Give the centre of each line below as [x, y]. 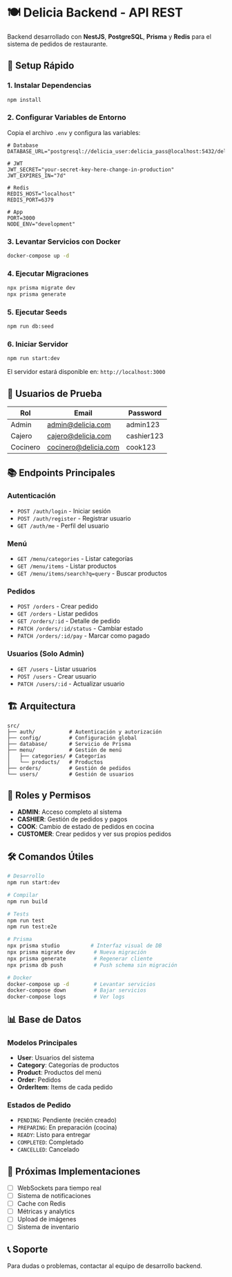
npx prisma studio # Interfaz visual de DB [85, 946]
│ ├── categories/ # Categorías [57, 756]
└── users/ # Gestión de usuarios [71, 774]
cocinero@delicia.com [83, 447]
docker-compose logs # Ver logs [66, 997]
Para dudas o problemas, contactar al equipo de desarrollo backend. [105, 1266]
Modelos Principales [42, 1042]
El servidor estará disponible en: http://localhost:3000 [86, 372]
